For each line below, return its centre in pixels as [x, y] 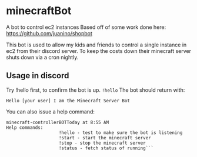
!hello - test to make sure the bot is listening [121, 133]
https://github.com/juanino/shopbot [49, 33]
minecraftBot [39, 11]
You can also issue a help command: [51, 111]
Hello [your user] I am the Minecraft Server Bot [68, 101]
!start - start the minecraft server [105, 138]
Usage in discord [38, 76]
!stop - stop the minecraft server [102, 143]
